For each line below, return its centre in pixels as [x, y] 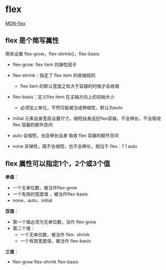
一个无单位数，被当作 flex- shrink [55, 235]
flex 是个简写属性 [32, 41]
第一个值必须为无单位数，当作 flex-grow [54, 222]
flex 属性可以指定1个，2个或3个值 [58, 164]
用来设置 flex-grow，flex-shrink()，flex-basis [52, 54]
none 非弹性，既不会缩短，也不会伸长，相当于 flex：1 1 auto [75, 146]
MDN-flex [15, 23]
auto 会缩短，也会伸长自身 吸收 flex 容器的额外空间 [66, 135]
